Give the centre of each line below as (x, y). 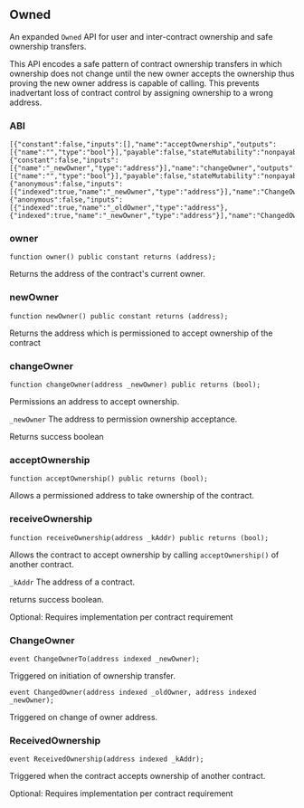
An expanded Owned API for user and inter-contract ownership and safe (141, 36)
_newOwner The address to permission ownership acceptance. (123, 419)
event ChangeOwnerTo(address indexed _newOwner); (105, 659)
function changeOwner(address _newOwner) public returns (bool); (135, 385)
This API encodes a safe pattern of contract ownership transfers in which (146, 63)
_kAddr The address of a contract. (72, 582)
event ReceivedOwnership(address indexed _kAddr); (107, 759)
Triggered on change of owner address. (84, 717)
